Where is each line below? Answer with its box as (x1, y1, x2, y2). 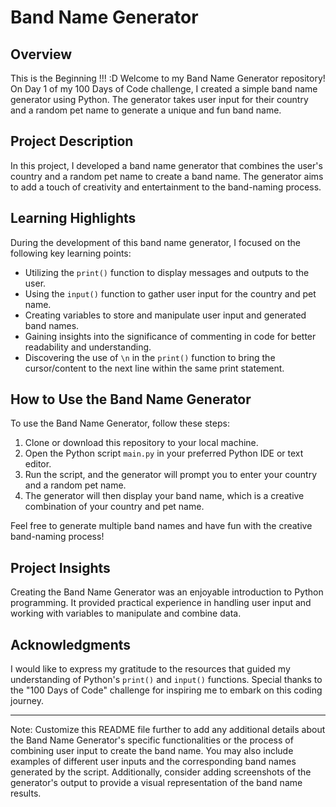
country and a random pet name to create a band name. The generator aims (10, 170, 324, 182)
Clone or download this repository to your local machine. (24, 437, 259, 449)
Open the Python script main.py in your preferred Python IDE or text (24, 447, 304, 460)
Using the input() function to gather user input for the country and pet (24, 287, 317, 300)
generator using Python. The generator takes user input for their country (10, 94, 309, 105)
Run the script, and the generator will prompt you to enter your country (24, 469, 318, 481)
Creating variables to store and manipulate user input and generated (24, 309, 307, 321)
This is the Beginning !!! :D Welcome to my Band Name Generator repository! (10, 72, 326, 84)
